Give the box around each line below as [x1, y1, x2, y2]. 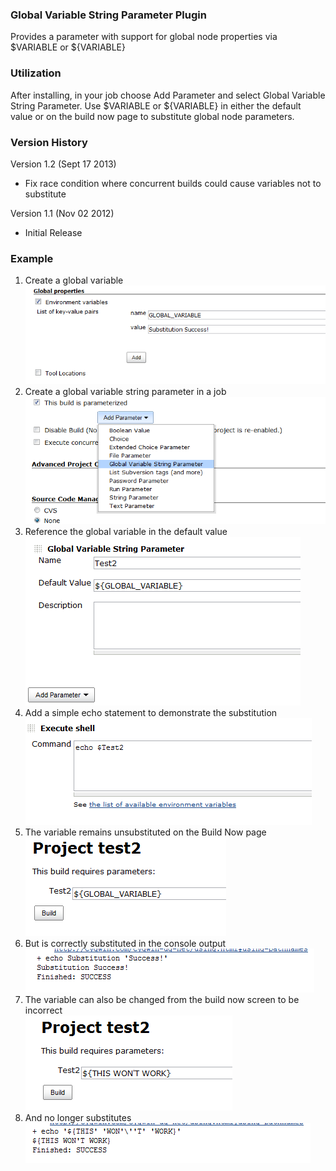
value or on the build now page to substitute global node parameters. [10, 110, 295, 122]
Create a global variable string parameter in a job [24, 385, 227, 397]
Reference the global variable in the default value [24, 525, 228, 537]
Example [10, 251, 54, 265]
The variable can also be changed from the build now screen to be [24, 993, 300, 1005]
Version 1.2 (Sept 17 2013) [10, 158, 117, 170]
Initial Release [24, 226, 83, 238]
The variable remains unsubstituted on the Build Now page [24, 826, 267, 838]
